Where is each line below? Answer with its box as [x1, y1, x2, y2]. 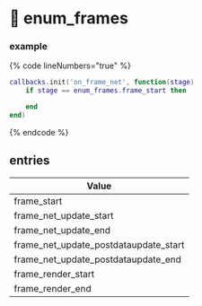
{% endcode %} [9, 127, 69, 137]
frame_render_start [13, 267, 95, 280]
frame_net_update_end [13, 223, 110, 236]
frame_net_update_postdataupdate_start [13, 238, 185, 250]
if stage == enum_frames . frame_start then [25, 86, 187, 95]
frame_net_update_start [13, 209, 114, 222]
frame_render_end [13, 282, 92, 294]
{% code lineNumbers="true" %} [9, 60, 132, 71]
